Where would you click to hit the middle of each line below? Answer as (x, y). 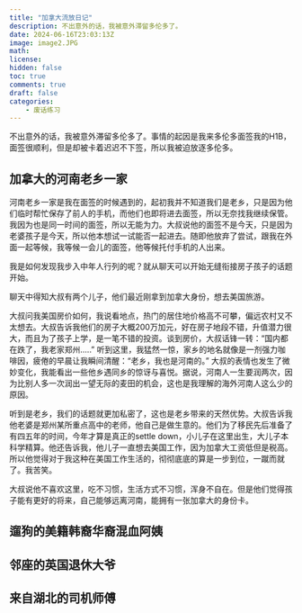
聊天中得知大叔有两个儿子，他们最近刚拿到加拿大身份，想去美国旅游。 (139, 297)
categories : (31, 101)
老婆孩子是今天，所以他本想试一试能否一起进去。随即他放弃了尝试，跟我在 (147, 236)
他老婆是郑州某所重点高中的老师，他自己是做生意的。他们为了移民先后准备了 (151, 425)
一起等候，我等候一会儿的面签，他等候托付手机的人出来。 (123, 248)
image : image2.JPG (44, 43)
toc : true (28, 77)
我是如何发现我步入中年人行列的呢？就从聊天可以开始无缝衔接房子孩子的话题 (151, 266)
